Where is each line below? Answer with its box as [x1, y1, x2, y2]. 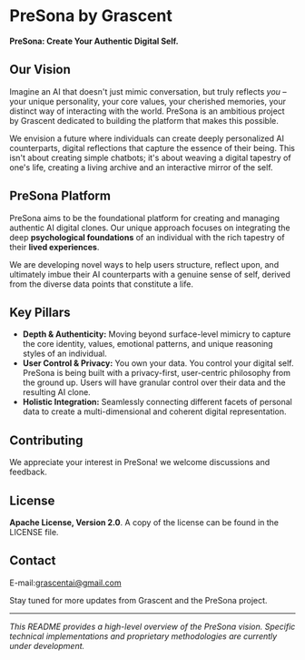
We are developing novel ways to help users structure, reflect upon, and [9, 259, 280, 269]
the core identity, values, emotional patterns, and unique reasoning [22, 339, 274, 350]
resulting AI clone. [22, 387, 91, 398]
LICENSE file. [9, 527, 59, 537]
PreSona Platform [9, 188, 112, 204]
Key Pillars [9, 304, 71, 320]
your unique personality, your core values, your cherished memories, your [9, 96, 286, 107]
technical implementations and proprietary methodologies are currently [9, 630, 278, 642]
